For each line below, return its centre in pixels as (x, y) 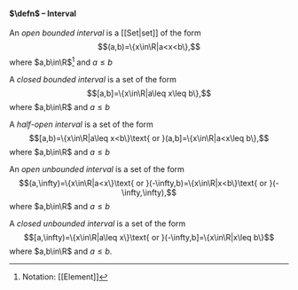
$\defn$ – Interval (43, 13)
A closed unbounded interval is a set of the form (98, 223)
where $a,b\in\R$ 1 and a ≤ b (61, 61)
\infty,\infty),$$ (149, 192)
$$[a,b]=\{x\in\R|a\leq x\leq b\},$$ (149, 93)
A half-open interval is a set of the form (81, 124)
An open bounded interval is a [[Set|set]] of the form (105, 33)
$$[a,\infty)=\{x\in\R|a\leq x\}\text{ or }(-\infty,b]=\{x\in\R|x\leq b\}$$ (149, 237)
